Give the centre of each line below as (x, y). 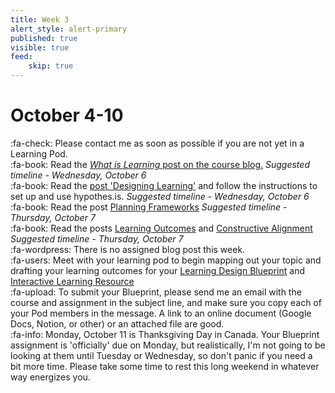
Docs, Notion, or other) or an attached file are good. (117, 323)
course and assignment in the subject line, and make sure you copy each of (166, 302)
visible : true (40, 47)
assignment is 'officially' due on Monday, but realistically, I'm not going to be (168, 345)
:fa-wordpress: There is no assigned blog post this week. (128, 249)
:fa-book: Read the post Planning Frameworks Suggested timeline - (149, 207)
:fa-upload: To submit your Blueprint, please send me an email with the (156, 292)
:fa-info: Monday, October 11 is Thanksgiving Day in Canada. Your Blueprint (165, 334)
